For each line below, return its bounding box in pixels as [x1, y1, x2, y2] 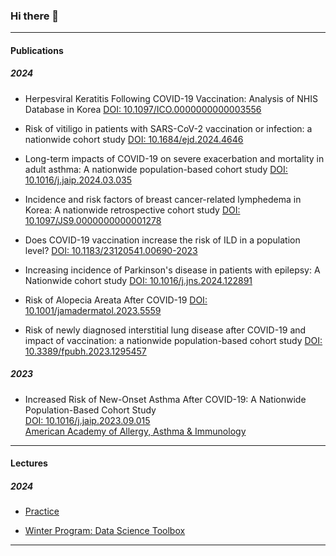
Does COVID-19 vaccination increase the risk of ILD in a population [24, 234, 301, 246]
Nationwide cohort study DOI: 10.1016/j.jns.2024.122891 [24, 274, 253, 286]
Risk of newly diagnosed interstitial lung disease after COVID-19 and [24, 324, 307, 336]
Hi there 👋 [10, 9, 60, 23]
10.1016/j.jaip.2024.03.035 [24, 174, 132, 186]
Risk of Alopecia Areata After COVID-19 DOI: [24, 294, 208, 306]
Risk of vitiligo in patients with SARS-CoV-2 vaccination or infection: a [24, 122, 313, 134]
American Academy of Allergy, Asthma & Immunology [24, 425, 247, 437]
